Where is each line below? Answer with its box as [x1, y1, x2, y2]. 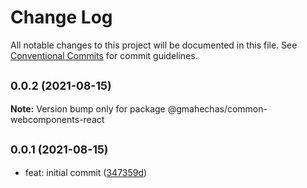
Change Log [10, 6, 113, 29]
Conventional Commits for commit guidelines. [10, 49, 198, 61]
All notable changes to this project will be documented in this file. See [10, 39, 298, 51]
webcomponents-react [10, 113, 105, 125]
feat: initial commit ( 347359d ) [24, 166, 148, 178]
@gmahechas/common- [167, 102, 268, 115]
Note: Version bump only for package [10, 102, 166, 115]
